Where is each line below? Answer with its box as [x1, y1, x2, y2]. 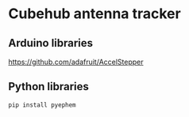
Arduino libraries [8, 36, 94, 50]
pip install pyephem [8, 100, 77, 109]
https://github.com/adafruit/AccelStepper [8, 57, 145, 66]
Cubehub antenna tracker [8, 5, 181, 23]
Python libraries [8, 80, 90, 93]
